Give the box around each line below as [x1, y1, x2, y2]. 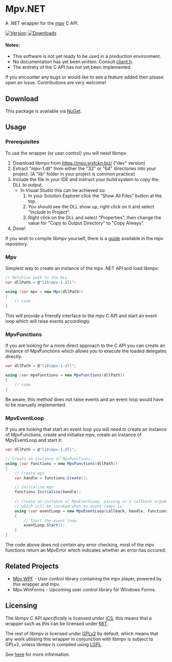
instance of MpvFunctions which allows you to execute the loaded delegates [5, 348, 167, 354]
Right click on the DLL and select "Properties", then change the [28, 214, 161, 221]
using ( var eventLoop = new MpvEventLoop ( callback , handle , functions [14, 509, 168, 514]
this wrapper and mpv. [12, 581, 60, 587]
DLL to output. [12, 182, 44, 188]
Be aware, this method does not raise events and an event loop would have [5, 396, 164, 402]
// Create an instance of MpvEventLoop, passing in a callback [14, 499, 153, 504]
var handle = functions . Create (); [14, 475, 88, 480]
